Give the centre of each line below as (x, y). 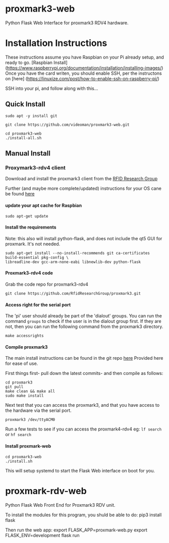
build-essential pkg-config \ (37, 257)
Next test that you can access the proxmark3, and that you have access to (82, 405)
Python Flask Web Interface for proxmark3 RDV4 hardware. (67, 23)
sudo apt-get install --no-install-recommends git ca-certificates (78, 253)
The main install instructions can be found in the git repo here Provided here (84, 358)
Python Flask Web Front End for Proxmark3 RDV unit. (60, 505)
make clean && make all (30, 392)
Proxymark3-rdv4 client (35, 168)
